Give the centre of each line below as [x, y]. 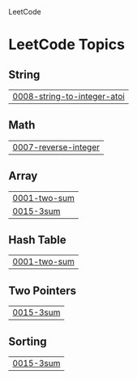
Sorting [28, 341]
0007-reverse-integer [56, 147]
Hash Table [37, 240]
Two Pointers [43, 291]
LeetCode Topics [67, 45]
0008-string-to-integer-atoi [69, 96]
